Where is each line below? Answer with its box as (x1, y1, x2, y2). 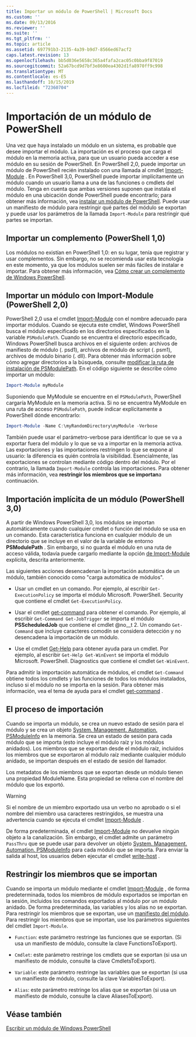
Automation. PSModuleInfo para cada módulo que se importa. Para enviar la (6, 846, 188, 853)
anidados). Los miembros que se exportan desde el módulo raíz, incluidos (6, 744, 184, 752)
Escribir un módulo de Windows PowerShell (6, 1025, 111, 1032)
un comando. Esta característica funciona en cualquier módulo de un (6, 531, 172, 538)
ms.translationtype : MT (6, 68, 64, 74)
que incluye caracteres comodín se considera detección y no (34, 627, 181, 634)
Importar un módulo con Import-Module (6, 291, 154, 301)
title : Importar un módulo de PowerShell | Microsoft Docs (6, 8, 153, 15)
